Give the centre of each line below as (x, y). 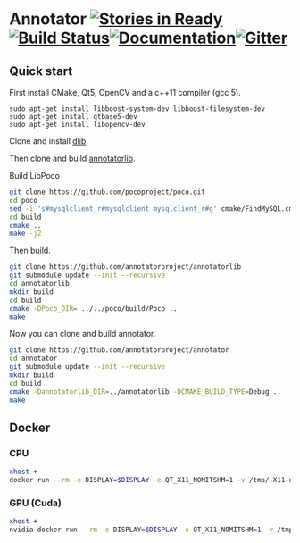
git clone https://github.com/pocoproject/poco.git (107, 192)
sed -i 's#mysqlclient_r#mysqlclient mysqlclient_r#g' (113, 209)
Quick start (41, 71)
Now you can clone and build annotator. (83, 334)
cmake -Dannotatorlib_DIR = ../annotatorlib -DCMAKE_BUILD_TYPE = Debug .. (145, 392)
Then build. (30, 251)
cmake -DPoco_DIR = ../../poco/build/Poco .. (93, 308)
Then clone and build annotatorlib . (72, 158)
